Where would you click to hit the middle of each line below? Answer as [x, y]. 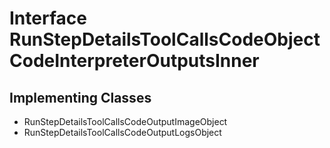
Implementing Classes [80, 97]
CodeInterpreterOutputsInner [134, 61]
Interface [48, 18]
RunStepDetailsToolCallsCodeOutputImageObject [125, 121]
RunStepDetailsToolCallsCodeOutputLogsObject [122, 132]
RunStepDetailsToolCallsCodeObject [165, 39]
